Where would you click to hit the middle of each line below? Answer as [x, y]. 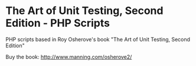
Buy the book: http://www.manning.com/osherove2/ [69, 57]
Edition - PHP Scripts [58, 23]
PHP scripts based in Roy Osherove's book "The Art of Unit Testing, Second [98, 39]
